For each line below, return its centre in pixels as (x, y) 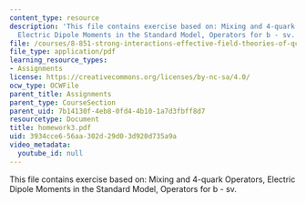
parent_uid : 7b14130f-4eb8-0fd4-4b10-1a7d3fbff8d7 (107, 111)
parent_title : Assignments (61, 94)
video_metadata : (40, 145)
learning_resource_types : (58, 60)
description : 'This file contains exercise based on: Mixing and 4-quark (153, 26)
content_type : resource (55, 18)
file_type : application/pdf (63, 52)
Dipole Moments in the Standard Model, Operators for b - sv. (123, 188)
